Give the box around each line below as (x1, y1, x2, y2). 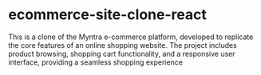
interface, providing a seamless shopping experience (8, 57, 184, 67)
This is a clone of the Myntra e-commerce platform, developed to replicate (8, 32, 254, 41)
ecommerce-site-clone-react (8, 6, 208, 24)
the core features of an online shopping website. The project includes (8, 40, 237, 49)
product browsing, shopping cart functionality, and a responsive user (8, 49, 235, 58)
